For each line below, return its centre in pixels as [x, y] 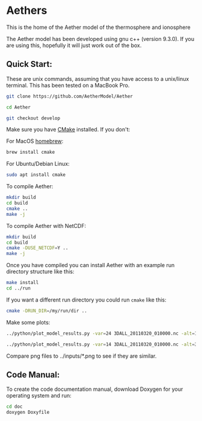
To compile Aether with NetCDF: [46, 226]
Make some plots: [28, 322]
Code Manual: [33, 375]
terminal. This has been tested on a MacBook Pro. [68, 85]
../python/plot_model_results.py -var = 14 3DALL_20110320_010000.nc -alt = [101, 344]
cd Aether [19, 107]
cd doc [14, 407]
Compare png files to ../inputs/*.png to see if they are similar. [81, 356]
